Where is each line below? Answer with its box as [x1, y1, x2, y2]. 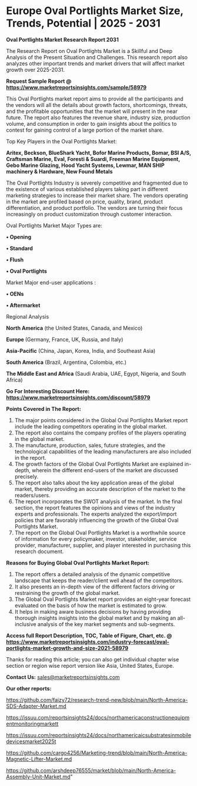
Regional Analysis [6, 313, 49, 320]
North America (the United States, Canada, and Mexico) [6, 325, 143, 332]
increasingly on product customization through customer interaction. [6, 210, 172, 218]
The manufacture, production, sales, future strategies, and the [14, 442, 166, 449]
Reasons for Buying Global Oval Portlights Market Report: [6, 559, 150, 566]
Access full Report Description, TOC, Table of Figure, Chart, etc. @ [6, 632, 172, 639]
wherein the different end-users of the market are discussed [31, 466, 178, 474]
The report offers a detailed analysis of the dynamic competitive [14, 570, 171, 577]
